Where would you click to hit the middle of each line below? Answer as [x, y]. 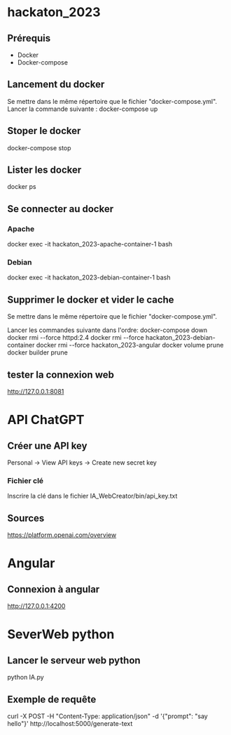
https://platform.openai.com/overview [62, 535]
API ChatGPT [46, 420]
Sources [26, 518]
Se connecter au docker [61, 209]
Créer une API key [47, 445]
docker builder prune [37, 352]
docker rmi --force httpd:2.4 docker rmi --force [76, 338]
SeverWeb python [61, 634]
